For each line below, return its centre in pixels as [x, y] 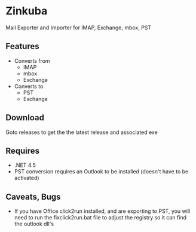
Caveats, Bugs [33, 196]
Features [22, 46]
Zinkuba [27, 11]
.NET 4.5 [25, 165]
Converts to [29, 86]
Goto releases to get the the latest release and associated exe [82, 132]
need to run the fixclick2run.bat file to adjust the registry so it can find [100, 218]
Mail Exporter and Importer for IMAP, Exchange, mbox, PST [79, 28]
